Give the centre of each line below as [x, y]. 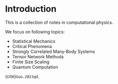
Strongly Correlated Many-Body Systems [54, 51]
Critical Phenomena [32, 46]
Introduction [31, 9]
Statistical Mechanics [34, 41]
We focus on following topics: [35, 32]
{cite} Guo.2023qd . [22, 76]
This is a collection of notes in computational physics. [59, 22]
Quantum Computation [35, 67]
